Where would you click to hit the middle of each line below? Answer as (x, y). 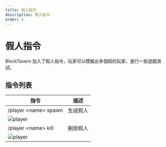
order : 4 (14, 19)
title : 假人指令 (21, 10)
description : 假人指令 (28, 15)
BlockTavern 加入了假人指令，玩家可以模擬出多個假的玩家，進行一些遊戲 (81, 61)
